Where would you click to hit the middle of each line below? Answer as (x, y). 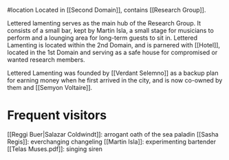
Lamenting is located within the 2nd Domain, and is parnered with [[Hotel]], (114, 45)
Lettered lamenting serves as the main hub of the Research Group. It (104, 23)
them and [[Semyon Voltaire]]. (50, 88)
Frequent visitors (57, 115)
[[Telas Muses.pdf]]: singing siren (55, 149)
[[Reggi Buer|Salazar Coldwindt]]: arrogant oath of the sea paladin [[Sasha (113, 134)
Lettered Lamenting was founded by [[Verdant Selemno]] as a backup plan (113, 73)
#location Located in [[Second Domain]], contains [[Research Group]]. (107, 10)
